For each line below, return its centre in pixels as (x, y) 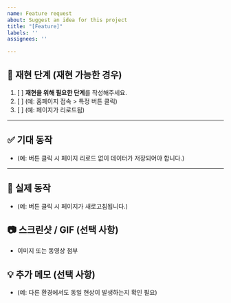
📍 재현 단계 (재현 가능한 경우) (65, 75)
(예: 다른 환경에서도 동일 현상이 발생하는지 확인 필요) (87, 293)
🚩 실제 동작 (29, 188)
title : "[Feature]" (35, 26)
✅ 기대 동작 (30, 140)
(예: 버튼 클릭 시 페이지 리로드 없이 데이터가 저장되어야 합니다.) (101, 158)
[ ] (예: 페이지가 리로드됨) (51, 109)
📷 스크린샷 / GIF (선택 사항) (63, 230)
